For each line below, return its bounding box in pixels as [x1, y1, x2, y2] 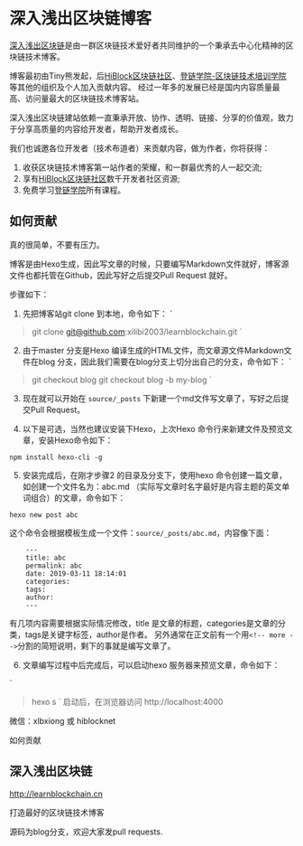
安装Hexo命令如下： [38, 435, 114, 446]
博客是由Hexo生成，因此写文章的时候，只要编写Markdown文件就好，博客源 [9, 258, 289, 269]
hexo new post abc [9, 510, 78, 520]
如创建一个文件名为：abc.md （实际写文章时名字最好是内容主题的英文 [22, 481, 282, 492]
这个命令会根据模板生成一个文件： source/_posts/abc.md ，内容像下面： [9, 527, 272, 538]
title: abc [25, 553, 67, 562]
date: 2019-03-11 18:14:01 [25, 569, 127, 578]
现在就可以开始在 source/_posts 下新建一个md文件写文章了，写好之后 [22, 392, 281, 403]
